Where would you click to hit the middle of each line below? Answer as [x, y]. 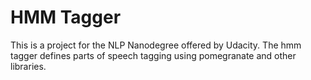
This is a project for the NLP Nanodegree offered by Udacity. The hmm [156, 45]
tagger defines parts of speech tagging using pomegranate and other [153, 55]
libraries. [28, 66]
